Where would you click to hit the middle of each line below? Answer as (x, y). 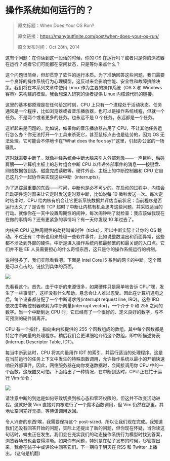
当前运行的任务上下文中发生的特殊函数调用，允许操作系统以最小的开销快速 (87, 359)
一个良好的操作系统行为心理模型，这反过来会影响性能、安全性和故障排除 (80, 81)
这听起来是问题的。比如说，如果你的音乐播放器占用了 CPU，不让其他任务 (81, 128)
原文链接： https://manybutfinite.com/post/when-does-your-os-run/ (88, 36)
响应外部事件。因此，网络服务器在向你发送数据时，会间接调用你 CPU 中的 (82, 365)
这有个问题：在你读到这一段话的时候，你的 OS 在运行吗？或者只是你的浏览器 (85, 58)
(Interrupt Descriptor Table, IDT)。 (41, 342)
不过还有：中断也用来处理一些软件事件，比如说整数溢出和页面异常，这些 (89, 236)
